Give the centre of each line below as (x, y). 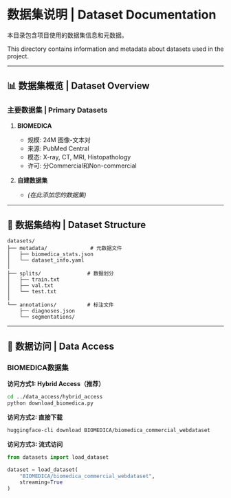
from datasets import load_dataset (58, 457)
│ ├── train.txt (33, 280)
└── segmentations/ (47, 317)
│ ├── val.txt (30, 286)
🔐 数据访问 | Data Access (61, 346)
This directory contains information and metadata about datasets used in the (115, 49)
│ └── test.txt (32, 292)
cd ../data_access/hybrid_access (55, 397)
